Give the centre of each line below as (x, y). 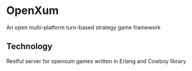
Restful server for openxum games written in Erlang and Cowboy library (96, 61)
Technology (30, 46)
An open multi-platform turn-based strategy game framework (84, 27)
